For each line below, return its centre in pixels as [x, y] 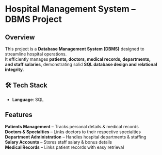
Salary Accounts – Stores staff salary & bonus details [59, 142]
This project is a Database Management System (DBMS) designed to [75, 49]
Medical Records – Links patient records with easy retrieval [65, 147]
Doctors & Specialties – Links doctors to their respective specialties [73, 132]
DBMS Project [33, 19]
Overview [20, 37]
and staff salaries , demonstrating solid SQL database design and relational [81, 64]
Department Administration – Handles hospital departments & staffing [76, 137]
